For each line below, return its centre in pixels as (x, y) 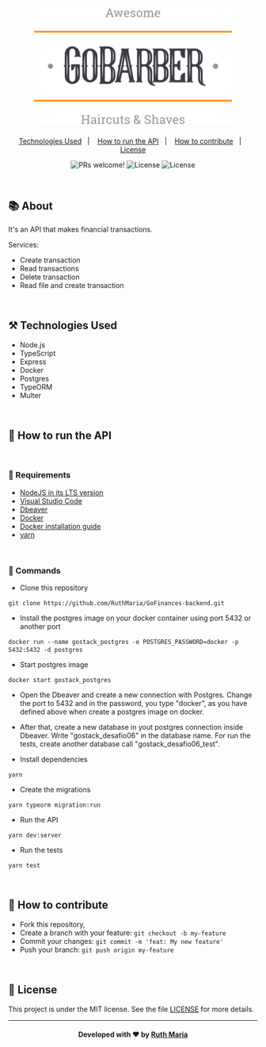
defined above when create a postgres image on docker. (112, 711)
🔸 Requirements (40, 475)
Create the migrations (55, 789)
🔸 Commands (34, 570)
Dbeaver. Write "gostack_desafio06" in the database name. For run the (135, 735)
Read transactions (49, 268)
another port (40, 626)
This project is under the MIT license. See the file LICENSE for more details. (131, 1009)
